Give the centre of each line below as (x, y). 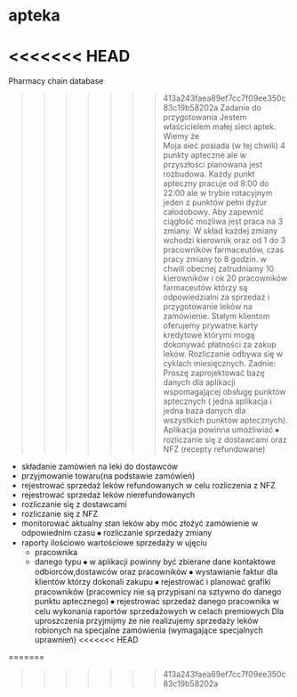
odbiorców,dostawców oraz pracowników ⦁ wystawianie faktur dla (156, 572)
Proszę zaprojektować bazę (214, 373)
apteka (35, 16)
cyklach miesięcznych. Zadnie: (220, 364)
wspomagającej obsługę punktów (225, 392)
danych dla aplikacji (200, 382)
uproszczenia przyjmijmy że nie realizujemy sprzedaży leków (146, 621)
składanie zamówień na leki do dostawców (100, 467)
